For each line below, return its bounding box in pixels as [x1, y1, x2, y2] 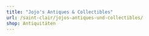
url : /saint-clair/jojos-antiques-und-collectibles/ [6, 15, 144, 21]
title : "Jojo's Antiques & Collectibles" [6, 9, 114, 15]
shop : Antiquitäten [6, 20, 56, 26]
